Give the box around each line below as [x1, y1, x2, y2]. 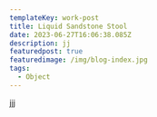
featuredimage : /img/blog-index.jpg [9, 55, 148, 64]
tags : [9, 64, 30, 73]
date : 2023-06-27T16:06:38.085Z [9, 30, 132, 39]
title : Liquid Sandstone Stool [9, 22, 128, 31]
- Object [17, 73, 51, 82]
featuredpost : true [9, 47, 83, 56]
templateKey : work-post [9, 13, 100, 23]
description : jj [9, 38, 71, 48]
